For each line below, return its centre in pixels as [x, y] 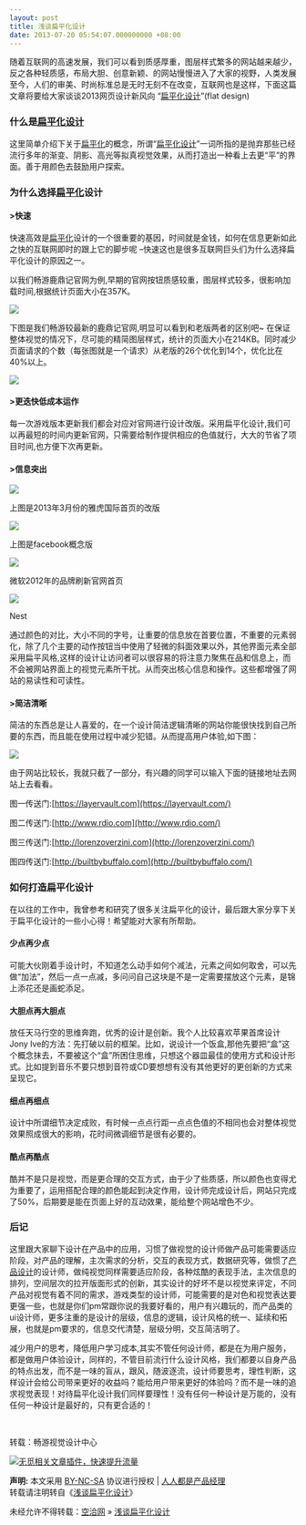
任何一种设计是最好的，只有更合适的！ [81, 1405]
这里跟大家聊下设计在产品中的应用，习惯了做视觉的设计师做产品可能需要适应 [153, 1249]
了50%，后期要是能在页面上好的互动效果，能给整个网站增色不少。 [134, 1201]
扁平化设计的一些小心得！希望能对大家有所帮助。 [109, 921]
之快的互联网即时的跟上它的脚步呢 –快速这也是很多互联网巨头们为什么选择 [148, 249]
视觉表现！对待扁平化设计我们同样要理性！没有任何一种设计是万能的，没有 [157, 1393]
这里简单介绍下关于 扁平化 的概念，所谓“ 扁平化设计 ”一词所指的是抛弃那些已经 [153, 143]
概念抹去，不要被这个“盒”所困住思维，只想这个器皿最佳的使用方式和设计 [153, 1056]
